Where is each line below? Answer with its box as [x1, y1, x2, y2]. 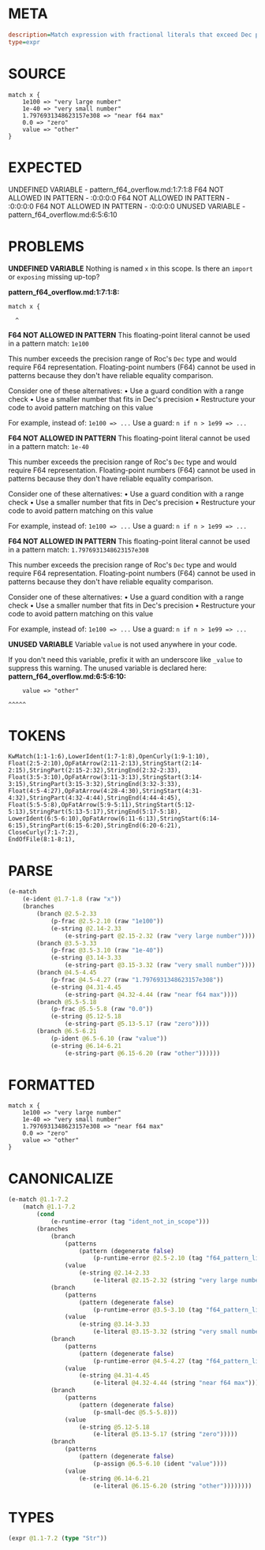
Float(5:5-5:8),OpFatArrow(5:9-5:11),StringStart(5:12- [8, 801, 196, 809]
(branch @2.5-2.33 [36, 910, 97, 918]
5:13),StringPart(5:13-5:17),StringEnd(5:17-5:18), [8, 808, 181, 816]
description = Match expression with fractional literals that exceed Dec [8, 31, 252, 39]
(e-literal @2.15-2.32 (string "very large [92, 1276, 238, 1284]
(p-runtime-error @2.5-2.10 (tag [92, 1254, 203, 1263]
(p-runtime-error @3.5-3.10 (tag [92, 1305, 203, 1314]
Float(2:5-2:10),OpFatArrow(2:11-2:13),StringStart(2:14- [8, 759, 203, 768]
